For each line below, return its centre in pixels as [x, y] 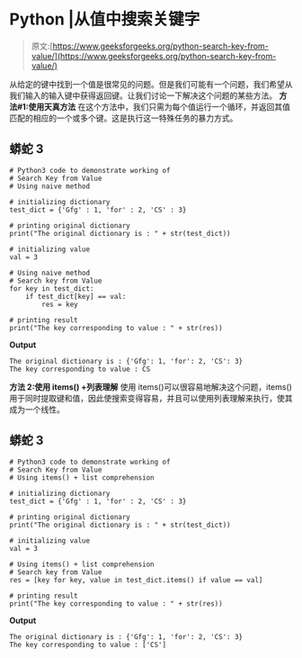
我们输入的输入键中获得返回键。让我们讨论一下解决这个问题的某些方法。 [143, 95]
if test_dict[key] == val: [76, 296]
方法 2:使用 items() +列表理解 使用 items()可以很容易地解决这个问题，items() [151, 387]
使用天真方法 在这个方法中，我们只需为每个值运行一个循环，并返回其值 [159, 106]
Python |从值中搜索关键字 [105, 19]
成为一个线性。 [37, 409]
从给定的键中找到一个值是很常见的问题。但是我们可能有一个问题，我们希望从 [151, 84]
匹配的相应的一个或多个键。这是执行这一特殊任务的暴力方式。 [124, 118]
